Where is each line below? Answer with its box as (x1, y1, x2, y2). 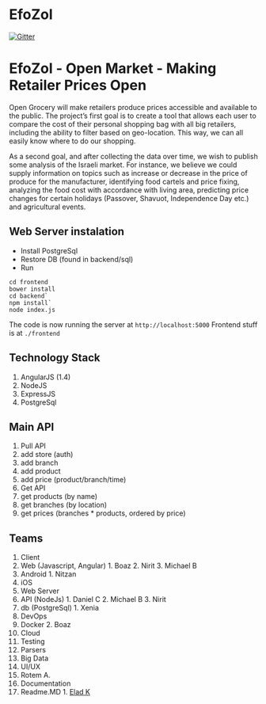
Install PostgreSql (20, 245, 78, 255)
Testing (20, 637, 46, 646)
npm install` (9, 299, 52, 306)
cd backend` (9, 291, 48, 300)
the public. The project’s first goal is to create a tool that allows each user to (9, 111, 256, 120)
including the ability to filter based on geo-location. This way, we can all (9, 127, 244, 137)
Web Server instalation (9, 225, 125, 238)
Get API (20, 483, 46, 493)
